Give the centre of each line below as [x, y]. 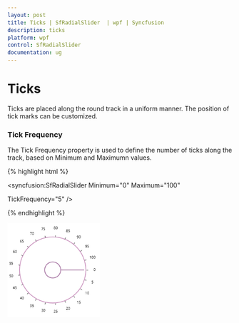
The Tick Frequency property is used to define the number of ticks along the [120, 150]
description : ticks [36, 30]
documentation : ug [35, 53]
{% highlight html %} [38, 172]
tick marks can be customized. [52, 116]
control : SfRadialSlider [44, 45]
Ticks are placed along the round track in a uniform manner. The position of [118, 108]
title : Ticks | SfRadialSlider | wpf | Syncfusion [86, 22]
